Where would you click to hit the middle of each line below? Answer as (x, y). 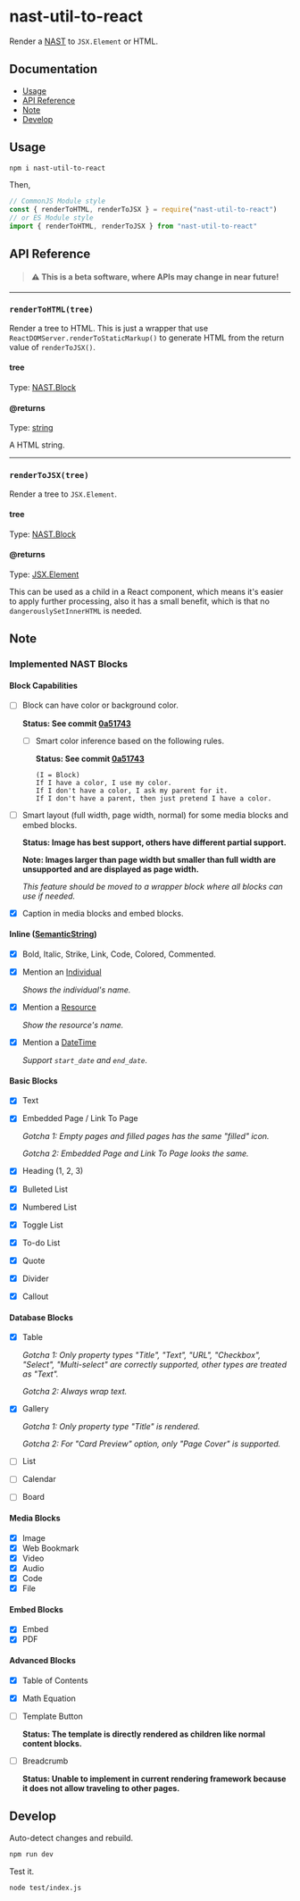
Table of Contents (55, 1680)
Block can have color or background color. (100, 705)
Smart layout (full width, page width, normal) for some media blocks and (155, 815)
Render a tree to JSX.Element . (63, 494)
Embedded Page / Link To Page (80, 1118)
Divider (35, 1278)
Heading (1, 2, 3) (53, 1171)
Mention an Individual (62, 972)
